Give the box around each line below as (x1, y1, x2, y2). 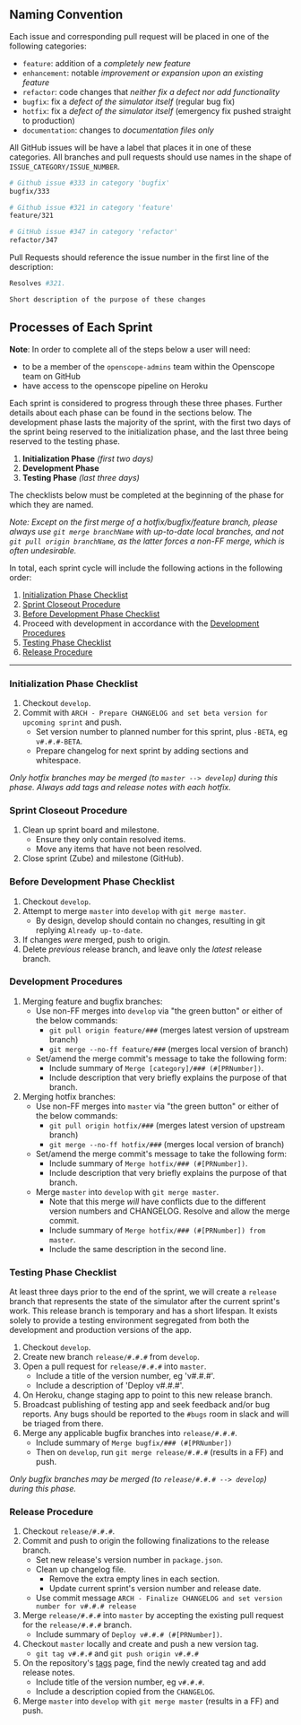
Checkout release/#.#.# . (21, 1526, 116, 1537)
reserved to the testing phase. (9, 435, 121, 447)
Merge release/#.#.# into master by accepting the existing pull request (21, 1610, 284, 1621)
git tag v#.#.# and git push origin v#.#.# (35, 1648, 199, 1659)
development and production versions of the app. (9, 1325, 193, 1336)
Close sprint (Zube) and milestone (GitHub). (21, 853, 185, 864)
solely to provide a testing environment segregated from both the (9, 1315, 250, 1326)
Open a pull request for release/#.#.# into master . (21, 1361, 207, 1372)
